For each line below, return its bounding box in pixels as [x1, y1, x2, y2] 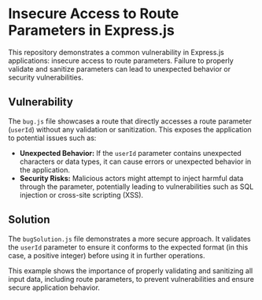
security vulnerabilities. [8, 72, 84, 82]
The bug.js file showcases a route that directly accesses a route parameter [8, 116, 252, 126]
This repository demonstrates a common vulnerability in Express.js [8, 47, 224, 57]
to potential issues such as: [8, 133, 97, 143]
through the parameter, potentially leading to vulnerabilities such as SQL [19, 182, 254, 191]
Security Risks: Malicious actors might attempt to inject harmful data [19, 173, 244, 183]
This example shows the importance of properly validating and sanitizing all [8, 265, 253, 276]
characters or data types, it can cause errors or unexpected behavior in [19, 157, 252, 166]
